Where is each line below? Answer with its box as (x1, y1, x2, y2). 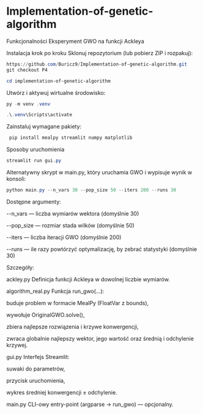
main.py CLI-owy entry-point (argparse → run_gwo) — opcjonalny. (6, 401, 174, 408)
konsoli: (6, 176, 26, 183)
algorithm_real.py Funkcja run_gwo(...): (6, 287, 105, 295)
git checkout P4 (6, 67, 48, 73)
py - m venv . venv (6, 101, 51, 107)
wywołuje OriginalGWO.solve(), (6, 311, 85, 319)
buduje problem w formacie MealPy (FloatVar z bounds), (6, 299, 149, 306)
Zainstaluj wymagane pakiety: (6, 123, 82, 130)
